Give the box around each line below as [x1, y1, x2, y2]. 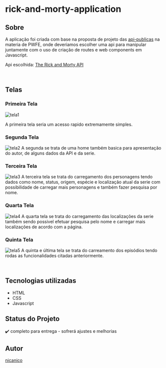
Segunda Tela [5, 134, 39, 141]
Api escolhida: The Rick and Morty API [5, 62, 84, 67]
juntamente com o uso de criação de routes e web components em [5, 47, 142, 53]
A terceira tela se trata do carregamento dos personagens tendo [21, 174, 153, 180]
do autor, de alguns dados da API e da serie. [5, 150, 96, 156]
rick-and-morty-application [5, 3, 121, 15]
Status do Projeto [5, 315, 60, 323]
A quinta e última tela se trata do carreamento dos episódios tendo [21, 247, 158, 253]
